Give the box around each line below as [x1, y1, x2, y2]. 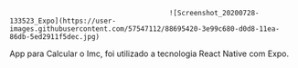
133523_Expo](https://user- [9, 16, 117, 25]
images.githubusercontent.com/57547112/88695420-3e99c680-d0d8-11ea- [9, 24, 281, 34]
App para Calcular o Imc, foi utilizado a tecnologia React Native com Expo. [9, 48, 290, 59]
